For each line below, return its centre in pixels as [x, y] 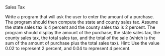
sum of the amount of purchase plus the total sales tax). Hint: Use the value [82, 43]
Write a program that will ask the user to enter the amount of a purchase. [80, 17]
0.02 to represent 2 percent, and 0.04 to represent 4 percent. [68, 48]
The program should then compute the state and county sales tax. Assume [82, 22]
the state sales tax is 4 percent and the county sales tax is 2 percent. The [80, 27]
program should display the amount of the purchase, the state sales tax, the [83, 32]
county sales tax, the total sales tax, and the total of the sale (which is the [80, 38]
